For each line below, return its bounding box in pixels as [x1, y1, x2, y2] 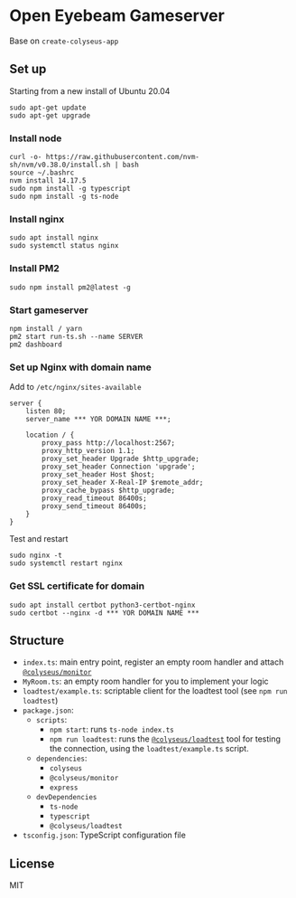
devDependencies [35, 793, 97, 802]
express [49, 783, 79, 792]
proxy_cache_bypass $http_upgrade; [42, 486, 176, 496]
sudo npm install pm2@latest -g [9, 282, 131, 292]
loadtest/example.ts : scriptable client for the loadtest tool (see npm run [22, 685, 288, 696]
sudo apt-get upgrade [9, 110, 91, 120]
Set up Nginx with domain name [9, 361, 152, 373]
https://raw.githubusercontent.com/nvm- [45, 153, 200, 162]
